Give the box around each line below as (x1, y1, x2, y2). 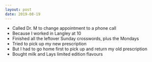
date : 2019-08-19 (5, 12, 41, 17)
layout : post (5, 7, 32, 12)
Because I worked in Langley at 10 (12, 30, 81, 36)
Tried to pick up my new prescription (12, 41, 87, 46)
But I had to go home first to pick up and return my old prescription (12, 46, 148, 52)
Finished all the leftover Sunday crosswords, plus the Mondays (12, 35, 139, 41)
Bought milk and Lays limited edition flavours (12, 51, 103, 57)
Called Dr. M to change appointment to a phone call (12, 25, 117, 31)
